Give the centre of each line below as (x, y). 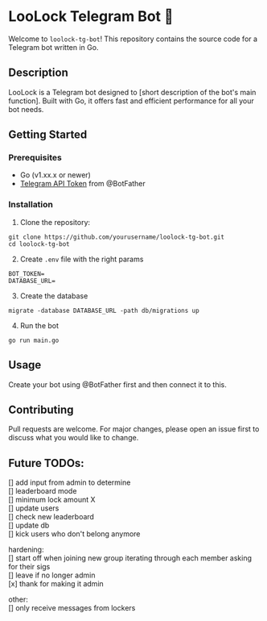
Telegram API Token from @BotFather (83, 184)
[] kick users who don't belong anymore (74, 534)
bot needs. (26, 109)
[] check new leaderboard (51, 517)
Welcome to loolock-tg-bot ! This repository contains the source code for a (133, 39)
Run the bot (39, 325)
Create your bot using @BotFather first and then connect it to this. (118, 384)
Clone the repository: (55, 222)
